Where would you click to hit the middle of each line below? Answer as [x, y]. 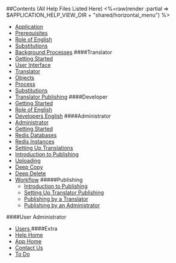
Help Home [29, 235]
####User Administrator [36, 217]
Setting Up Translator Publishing [64, 192]
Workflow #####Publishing [49, 180]
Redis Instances [35, 141]
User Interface [33, 65]
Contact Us [29, 248]
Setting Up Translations [44, 148]
